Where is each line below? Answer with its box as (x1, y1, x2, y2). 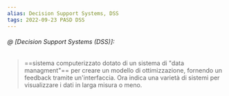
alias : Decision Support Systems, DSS (7, 10, 119, 17)
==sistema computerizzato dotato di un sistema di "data (24, 59, 185, 67)
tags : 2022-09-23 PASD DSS (7, 16, 85, 23)
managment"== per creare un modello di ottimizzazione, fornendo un (24, 66, 223, 74)
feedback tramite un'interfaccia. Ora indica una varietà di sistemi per (24, 73, 220, 82)
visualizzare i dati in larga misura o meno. (24, 80, 143, 89)
